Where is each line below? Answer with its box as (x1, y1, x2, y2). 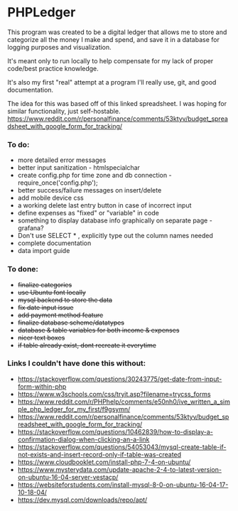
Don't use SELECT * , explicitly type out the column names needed (17, 232, 213, 240)
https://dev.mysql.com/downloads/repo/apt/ (17, 495, 148, 504)
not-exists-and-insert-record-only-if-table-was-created (17, 450, 182, 458)
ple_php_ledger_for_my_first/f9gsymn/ (17, 404, 131, 413)
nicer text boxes (17, 333, 65, 342)
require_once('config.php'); (17, 178, 98, 187)
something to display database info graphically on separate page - (17, 216, 213, 225)
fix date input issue (17, 303, 74, 311)
